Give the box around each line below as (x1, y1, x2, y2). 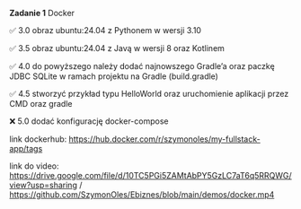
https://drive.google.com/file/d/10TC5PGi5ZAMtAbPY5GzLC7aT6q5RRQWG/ (9, 170, 292, 180)
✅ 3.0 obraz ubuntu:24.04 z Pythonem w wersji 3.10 (9, 25, 202, 35)
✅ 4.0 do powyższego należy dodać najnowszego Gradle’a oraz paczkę (9, 61, 276, 71)
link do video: (9, 161, 59, 171)
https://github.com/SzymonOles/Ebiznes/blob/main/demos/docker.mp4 (9, 189, 275, 200)
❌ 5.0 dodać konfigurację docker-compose (9, 116, 169, 126)
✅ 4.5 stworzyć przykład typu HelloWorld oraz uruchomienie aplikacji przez (9, 89, 289, 99)
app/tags (9, 144, 43, 153)
